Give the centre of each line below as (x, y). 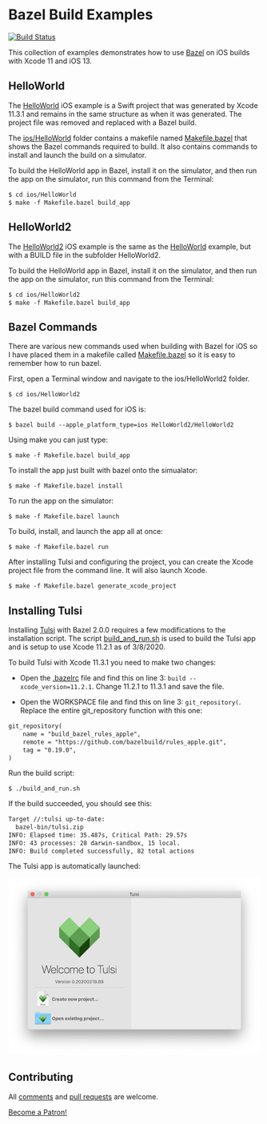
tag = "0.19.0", (50, 750)
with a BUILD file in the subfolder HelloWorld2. (85, 255)
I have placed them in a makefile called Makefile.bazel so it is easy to (122, 355)
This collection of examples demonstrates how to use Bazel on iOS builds (129, 52)
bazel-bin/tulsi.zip (50, 827)
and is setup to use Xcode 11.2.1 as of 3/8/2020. (87, 647)
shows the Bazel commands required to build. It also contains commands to (133, 147)
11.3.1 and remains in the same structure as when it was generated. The (125, 114)
